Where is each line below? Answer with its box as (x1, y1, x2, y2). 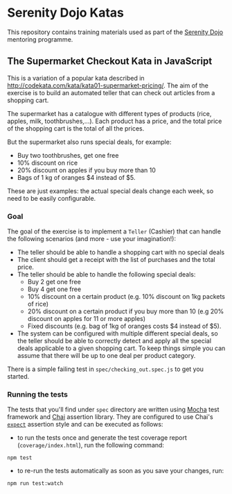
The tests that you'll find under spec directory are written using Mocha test (7, 405, 220, 414)
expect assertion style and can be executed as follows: (7, 420, 163, 429)
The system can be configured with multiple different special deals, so (17, 329, 218, 338)
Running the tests (7, 389, 68, 399)
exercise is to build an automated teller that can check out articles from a (7, 88, 215, 97)
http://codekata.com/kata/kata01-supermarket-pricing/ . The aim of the (7, 81, 209, 90)
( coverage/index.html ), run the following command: (17, 441, 165, 450)
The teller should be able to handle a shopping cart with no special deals (17, 248, 225, 256)
